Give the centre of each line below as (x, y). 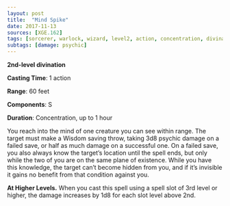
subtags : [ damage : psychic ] (47, 45)
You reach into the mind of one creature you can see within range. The (107, 131)
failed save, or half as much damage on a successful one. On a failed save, (113, 145)
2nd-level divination (37, 65)
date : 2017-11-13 (32, 26)
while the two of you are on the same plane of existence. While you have (110, 160)
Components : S (30, 104)
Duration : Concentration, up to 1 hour (60, 118)
